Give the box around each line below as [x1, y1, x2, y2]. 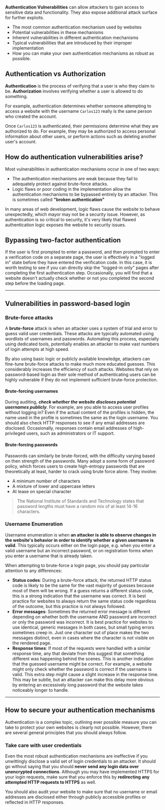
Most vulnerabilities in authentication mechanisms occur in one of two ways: [5, 166, 160, 172]
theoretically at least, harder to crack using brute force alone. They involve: [5, 468, 157, 474]
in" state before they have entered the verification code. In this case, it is [5, 260, 152, 266]
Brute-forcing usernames [5, 388, 58, 394]
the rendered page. [12, 640, 52, 646]
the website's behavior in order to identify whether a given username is [5, 537, 154, 543]
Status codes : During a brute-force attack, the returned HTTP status [12, 577, 151, 583]
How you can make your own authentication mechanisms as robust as [12, 50, 154, 56]
